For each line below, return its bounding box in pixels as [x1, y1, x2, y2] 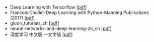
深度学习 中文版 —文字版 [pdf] [10, 31, 73, 37]
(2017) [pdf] [10, 15, 35, 20]
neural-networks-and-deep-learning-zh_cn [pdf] [10, 25, 112, 31]
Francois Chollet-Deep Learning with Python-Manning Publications [10, 9, 149, 15]
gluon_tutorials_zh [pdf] [10, 20, 59, 26]
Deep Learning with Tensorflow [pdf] [10, 4, 87, 10]
